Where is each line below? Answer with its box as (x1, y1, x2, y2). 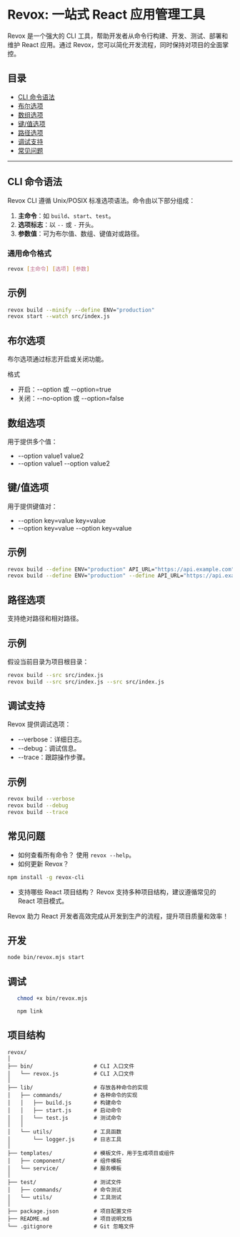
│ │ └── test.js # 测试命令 (7, 1114, 122, 1121)
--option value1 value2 (17, 451, 84, 460)
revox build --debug (7, 802, 69, 809)
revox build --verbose (7, 796, 75, 803)
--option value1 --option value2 (17, 459, 111, 468)
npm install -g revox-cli (7, 873, 84, 881)
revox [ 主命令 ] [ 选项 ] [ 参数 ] (7, 265, 90, 272)
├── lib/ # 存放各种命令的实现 (7, 1083, 149, 1091)
